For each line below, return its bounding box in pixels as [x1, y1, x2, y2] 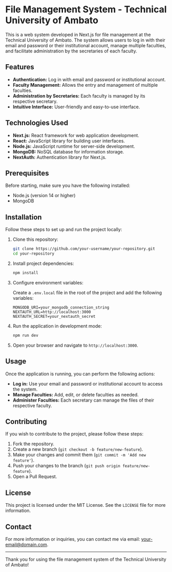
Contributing [5, 417, 47, 426]
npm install [12, 270, 38, 275]
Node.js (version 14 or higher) [12, 193, 76, 199]
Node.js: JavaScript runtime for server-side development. [12, 143, 136, 149]
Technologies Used [5, 119, 68, 127]
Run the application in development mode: [12, 322, 102, 329]
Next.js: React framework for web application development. [12, 132, 140, 138]
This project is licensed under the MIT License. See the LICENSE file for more [5, 502, 166, 508]
